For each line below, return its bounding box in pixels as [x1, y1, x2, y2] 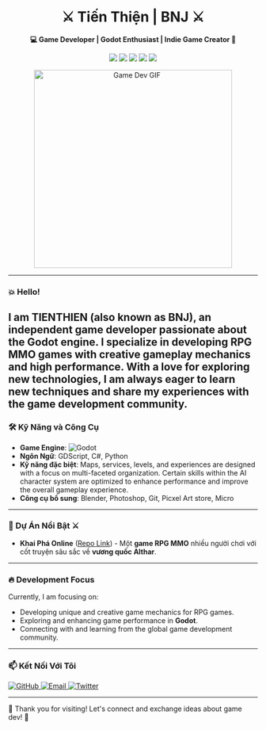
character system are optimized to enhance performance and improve [19, 476, 249, 486]
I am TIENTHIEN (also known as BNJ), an [8, 311, 212, 324]
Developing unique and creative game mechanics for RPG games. [19, 607, 234, 617]
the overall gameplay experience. [19, 484, 129, 495]
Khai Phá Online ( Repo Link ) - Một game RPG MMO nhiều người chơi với [19, 538, 257, 548]
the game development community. [8, 397, 188, 411]
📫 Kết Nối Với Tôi [8, 660, 77, 671]
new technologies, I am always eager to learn [8, 373, 236, 386]
